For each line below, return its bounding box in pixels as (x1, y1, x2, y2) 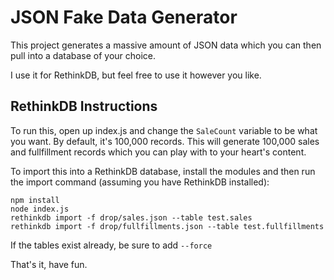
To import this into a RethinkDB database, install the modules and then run (10, 165, 316, 177)
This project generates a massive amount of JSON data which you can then (10, 39, 322, 51)
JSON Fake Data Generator (10, 6, 238, 29)
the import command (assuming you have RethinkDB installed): (10, 176, 270, 188)
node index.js (10, 204, 70, 214)
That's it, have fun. (10, 258, 88, 270)
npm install (10, 195, 60, 205)
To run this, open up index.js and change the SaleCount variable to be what (10, 124, 318, 136)
